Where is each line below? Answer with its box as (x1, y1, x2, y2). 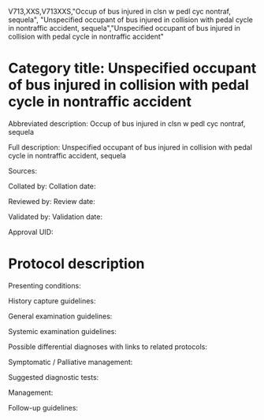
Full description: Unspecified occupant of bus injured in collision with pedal (8, 142, 252, 152)
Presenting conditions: (8, 281, 81, 290)
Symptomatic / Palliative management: (8, 357, 133, 366)
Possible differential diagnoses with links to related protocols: (8, 342, 207, 351)
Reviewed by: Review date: (8, 196, 96, 206)
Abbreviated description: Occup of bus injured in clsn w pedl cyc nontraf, (8, 118, 246, 128)
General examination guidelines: (8, 311, 113, 321)
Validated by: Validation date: (8, 212, 102, 221)
